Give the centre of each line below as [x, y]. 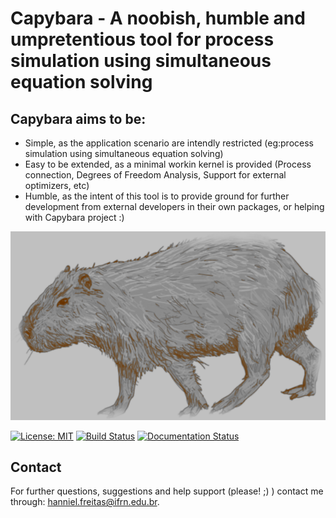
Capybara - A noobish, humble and [158, 18]
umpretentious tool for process [142, 39]
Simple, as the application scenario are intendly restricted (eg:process [169, 143]
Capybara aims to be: [78, 118]
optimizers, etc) [57, 185]
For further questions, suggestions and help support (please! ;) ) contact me [167, 491]
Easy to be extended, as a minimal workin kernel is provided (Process [168, 164]
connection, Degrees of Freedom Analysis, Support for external [155, 175]
